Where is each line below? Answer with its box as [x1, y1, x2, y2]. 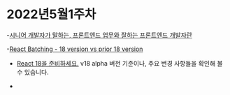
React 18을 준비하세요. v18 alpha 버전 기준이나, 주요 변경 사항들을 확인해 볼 [16, 59, 223, 67]
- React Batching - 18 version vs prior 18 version [6, 45, 143, 53]
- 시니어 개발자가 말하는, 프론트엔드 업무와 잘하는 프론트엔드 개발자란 [6, 31, 193, 39]
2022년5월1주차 [6, 6, 96, 22]
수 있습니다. [16, 68, 50, 76]
